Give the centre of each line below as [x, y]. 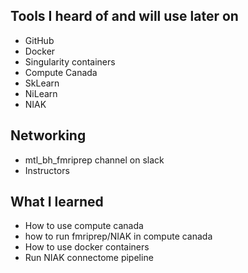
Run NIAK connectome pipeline [89, 258]
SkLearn [42, 83]
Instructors [47, 170]
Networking [48, 135]
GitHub [39, 40]
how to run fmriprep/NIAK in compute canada [118, 236]
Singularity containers [70, 61]
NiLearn [41, 93]
